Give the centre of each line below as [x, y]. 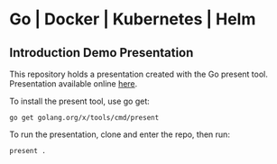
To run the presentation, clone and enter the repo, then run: [120, 134]
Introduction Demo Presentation [102, 53]
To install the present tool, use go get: [80, 101]
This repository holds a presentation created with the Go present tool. [139, 74]
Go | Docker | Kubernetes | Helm [133, 19]
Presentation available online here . [74, 84]
